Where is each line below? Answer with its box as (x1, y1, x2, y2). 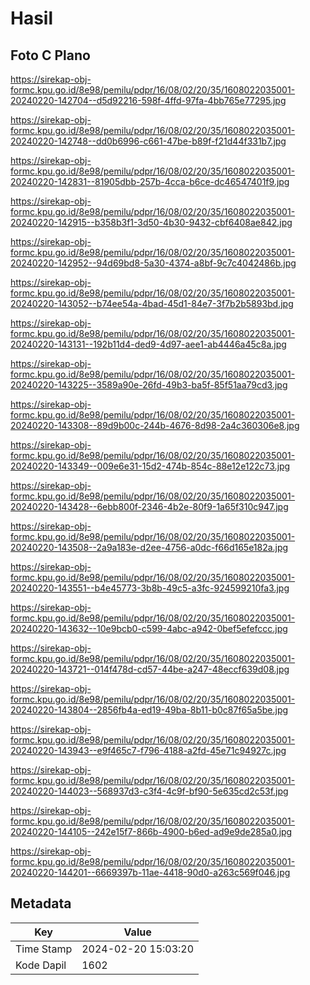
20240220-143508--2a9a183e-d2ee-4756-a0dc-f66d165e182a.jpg (10, 542, 289, 553)
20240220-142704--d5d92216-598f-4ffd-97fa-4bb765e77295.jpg (10, 95, 287, 106)
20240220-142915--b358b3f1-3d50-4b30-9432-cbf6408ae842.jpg (10, 217, 293, 228)
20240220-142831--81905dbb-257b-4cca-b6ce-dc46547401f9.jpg (10, 176, 290, 187)
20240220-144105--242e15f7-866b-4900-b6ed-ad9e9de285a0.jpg (10, 826, 293, 837)
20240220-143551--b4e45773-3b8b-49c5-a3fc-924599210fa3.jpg (10, 582, 290, 594)
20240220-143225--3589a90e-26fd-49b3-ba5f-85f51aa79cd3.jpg (10, 379, 288, 391)
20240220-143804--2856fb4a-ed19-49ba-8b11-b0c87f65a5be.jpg (10, 704, 289, 716)
